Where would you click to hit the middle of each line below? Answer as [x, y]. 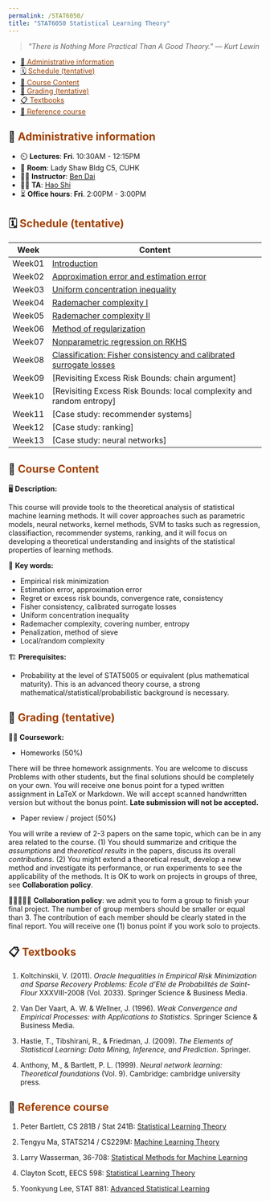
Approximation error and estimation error [129, 276]
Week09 [29, 378]
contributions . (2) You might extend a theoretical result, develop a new [125, 859]
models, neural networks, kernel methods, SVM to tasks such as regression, [134, 524]
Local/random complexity [62, 640]
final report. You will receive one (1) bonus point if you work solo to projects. [135, 925]
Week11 [29, 415]
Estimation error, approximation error [81, 589]
